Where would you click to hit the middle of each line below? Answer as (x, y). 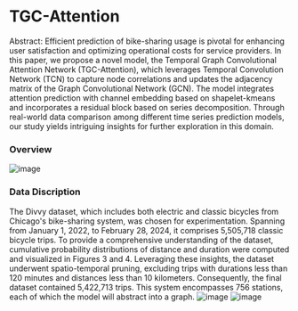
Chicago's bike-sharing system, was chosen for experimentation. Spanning (147, 221)
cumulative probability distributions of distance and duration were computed (149, 249)
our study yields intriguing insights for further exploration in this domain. (141, 126)
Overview (31, 149)
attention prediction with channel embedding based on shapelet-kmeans (142, 98)
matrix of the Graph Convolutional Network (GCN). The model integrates (141, 88)
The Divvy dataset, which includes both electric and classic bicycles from (144, 211)
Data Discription (45, 192)
